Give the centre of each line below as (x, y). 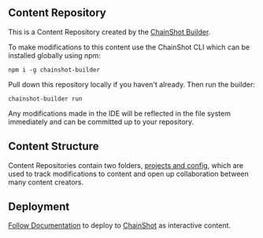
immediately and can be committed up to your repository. (101, 122)
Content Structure (54, 146)
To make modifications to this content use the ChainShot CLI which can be (129, 47)
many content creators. (46, 182)
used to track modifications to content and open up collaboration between (129, 174)
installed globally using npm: (54, 55)
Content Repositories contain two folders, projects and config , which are (126, 165)
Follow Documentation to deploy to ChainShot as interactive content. (119, 225)
